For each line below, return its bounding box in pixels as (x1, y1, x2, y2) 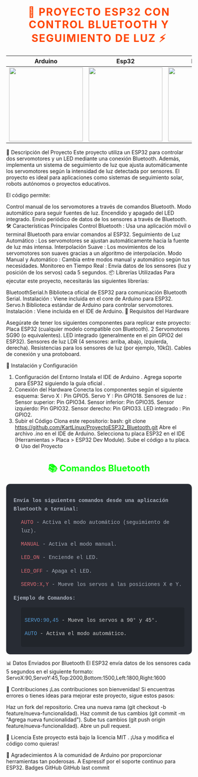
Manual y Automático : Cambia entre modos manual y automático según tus (6, 255, 190, 263)
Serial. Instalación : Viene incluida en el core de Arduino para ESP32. (6, 295, 173, 302)
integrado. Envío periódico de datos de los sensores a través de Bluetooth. (6, 215, 187, 222)
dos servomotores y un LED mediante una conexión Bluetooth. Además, (6, 155, 181, 162)
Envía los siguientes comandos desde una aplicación (14, 497, 169, 504)
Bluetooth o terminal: (14, 506, 79, 512)
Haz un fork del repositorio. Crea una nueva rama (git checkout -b (6, 703, 167, 710)
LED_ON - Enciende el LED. (21, 554, 99, 561)
